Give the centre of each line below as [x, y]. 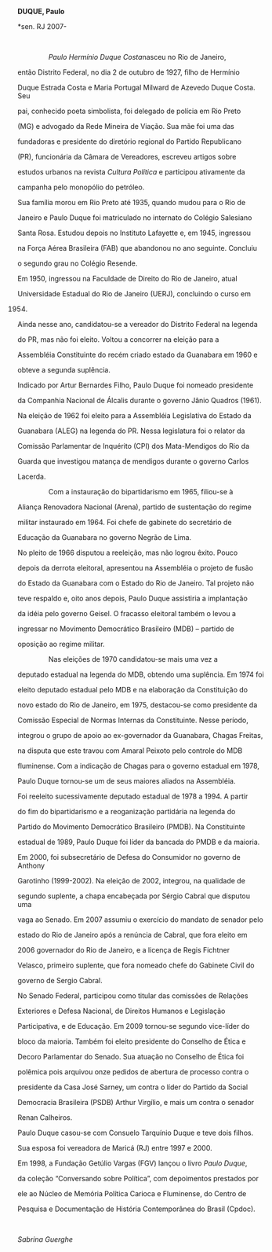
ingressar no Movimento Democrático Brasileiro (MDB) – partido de [126, 629]
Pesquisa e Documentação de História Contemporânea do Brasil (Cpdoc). [137, 1209]
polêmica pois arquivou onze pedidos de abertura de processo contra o [133, 1072]
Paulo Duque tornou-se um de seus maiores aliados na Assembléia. [127, 781]
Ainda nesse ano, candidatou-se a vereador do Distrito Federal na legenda [138, 324]
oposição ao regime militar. [61, 644]
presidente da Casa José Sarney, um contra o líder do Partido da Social [133, 1087]
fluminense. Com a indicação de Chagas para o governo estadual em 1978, [139, 766]
